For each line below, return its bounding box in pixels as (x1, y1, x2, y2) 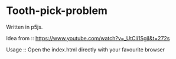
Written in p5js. (6, 23, 43, 30)
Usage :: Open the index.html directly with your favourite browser (6, 46, 165, 53)
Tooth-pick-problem (6, 4, 108, 18)
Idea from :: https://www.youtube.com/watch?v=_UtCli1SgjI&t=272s (6, 34, 170, 41)
